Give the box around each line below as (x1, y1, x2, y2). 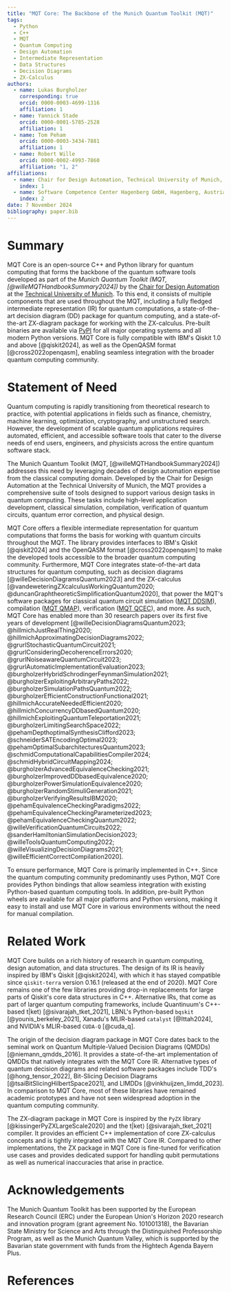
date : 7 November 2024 (7, 202, 72, 209)
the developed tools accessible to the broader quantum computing (7, 553, 196, 561)
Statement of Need (7, 379, 118, 395)
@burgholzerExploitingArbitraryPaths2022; (7, 677, 129, 685)
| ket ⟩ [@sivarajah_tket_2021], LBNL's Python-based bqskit (28, 1007, 194, 1016)
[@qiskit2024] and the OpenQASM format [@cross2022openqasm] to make (7, 546, 222, 554)
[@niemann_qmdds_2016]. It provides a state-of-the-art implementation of (7, 1049, 219, 1058)
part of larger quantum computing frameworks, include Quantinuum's (7, 1000, 204, 1008)
